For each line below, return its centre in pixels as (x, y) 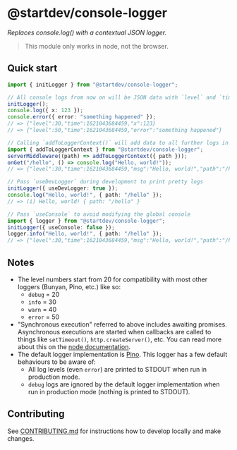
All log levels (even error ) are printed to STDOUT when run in (117, 369)
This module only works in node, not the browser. (97, 46)
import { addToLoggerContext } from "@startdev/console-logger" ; (105, 150)
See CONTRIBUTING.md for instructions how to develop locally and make (114, 431)
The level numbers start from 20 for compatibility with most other (113, 279)
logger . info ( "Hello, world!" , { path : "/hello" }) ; (85, 234)
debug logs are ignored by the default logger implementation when (124, 384)
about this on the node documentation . (74, 346)
